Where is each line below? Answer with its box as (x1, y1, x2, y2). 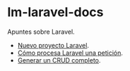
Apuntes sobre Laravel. (7, 27, 76, 36)
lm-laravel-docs (7, 4, 104, 20)
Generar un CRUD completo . (17, 56, 101, 64)
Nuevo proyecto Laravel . (17, 41, 90, 49)
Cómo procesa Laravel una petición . (17, 49, 124, 57)
